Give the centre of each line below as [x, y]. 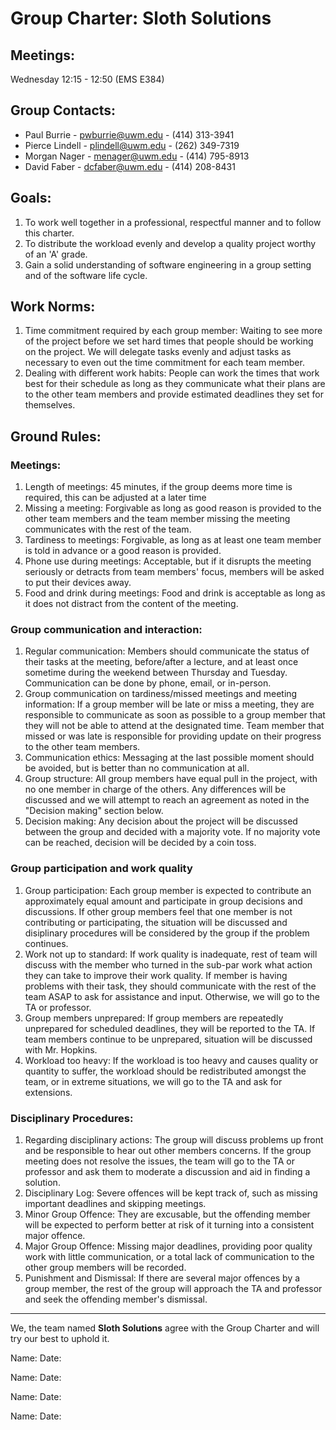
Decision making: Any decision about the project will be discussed [161, 821]
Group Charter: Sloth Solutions [141, 18]
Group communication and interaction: [106, 630]
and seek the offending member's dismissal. [116, 1299]
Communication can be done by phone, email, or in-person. [148, 683]
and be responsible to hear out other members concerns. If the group [168, 1151]
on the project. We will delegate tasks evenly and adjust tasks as [158, 352]
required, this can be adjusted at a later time [115, 498]
